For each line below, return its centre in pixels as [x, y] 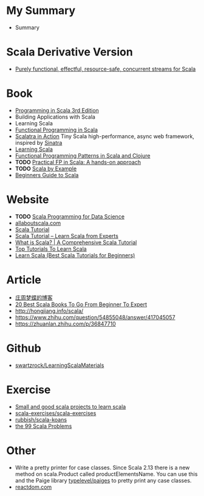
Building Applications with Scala [55, 117]
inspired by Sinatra [39, 142]
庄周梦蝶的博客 [34, 297]
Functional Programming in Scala [56, 130]
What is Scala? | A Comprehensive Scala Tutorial [76, 242]
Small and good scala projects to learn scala [70, 407]
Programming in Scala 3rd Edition [57, 110]
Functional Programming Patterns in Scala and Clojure [83, 155]
